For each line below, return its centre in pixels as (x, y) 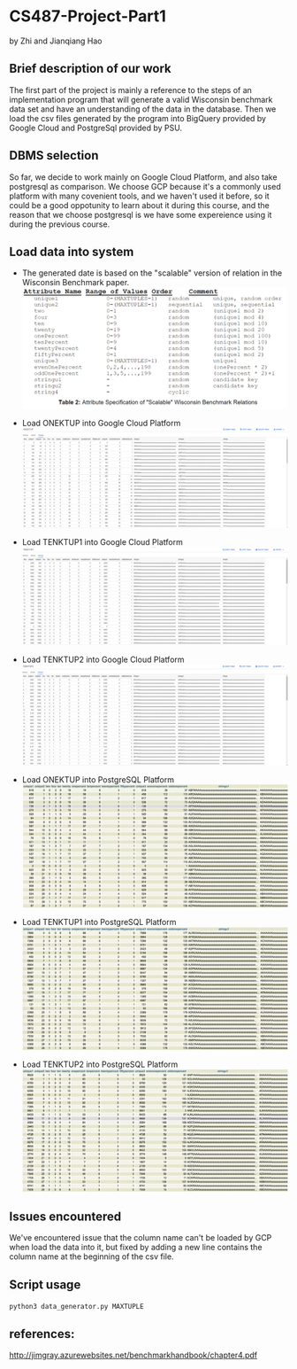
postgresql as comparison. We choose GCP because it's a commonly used (145, 186)
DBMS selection (54, 156)
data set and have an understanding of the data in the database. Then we (143, 109)
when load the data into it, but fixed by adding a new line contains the (136, 1248)
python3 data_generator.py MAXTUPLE (76, 1307)
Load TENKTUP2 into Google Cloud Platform (103, 660)
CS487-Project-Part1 (88, 16)
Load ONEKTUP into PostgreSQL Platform (98, 780)
